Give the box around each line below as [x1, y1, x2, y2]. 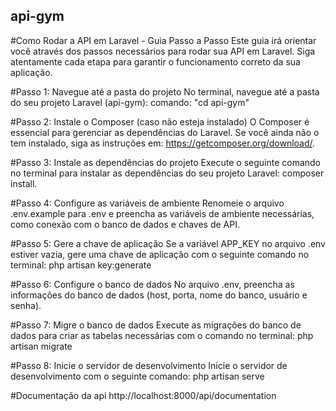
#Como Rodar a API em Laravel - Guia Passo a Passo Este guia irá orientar [10, 34, 317, 46]
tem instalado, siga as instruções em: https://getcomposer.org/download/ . [10, 137, 316, 149]
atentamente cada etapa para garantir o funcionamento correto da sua [10, 55, 301, 68]
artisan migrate [10, 340, 73, 352]
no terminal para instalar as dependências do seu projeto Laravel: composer [10, 167, 325, 179]
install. [10, 177, 38, 189]
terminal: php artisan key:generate [10, 259, 152, 271]
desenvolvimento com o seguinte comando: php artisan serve [10, 370, 265, 382]
